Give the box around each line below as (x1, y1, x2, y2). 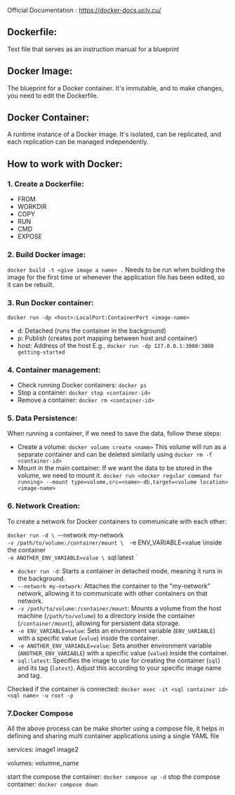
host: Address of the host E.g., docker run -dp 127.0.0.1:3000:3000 (17, 341, 214, 349)
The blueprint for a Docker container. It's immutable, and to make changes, (7, 83, 224, 92)
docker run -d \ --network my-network (7, 530, 124, 539)
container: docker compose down (7, 780, 98, 788)
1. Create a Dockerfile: (7, 179, 84, 189)
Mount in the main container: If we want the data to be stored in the (17, 464, 213, 472)
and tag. (17, 671, 42, 679)
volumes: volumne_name (7, 759, 79, 767)
